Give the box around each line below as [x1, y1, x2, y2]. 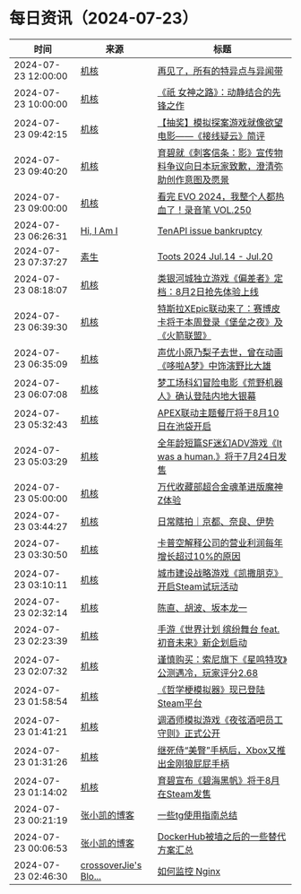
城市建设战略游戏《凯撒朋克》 [157, 567, 284, 579]
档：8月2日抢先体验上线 [157, 285, 260, 298]
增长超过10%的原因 [157, 550, 241, 562]
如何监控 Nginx [157, 864, 221, 877]
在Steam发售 [157, 787, 212, 800]
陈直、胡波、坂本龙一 [157, 602, 248, 614]
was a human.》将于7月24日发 [157, 450, 288, 463]
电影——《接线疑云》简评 [157, 129, 266, 142]
